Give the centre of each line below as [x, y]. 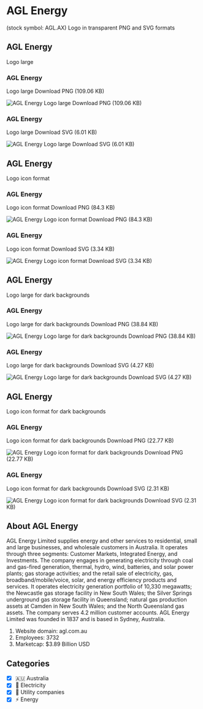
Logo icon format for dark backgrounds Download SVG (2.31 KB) [88, 488]
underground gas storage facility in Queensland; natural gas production [97, 600]
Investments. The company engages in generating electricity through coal [100, 560]
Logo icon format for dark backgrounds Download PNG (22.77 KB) [90, 441]
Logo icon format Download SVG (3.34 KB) [60, 249]
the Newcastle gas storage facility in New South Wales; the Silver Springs [99, 593]
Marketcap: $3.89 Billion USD [52, 644]
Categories [28, 663]
